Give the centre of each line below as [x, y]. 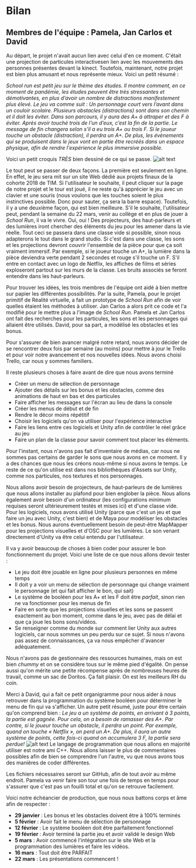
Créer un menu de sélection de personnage [67, 384]
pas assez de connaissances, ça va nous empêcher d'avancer [90, 640]
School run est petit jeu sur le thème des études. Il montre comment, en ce [96, 85]
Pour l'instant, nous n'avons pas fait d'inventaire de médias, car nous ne [93, 451]
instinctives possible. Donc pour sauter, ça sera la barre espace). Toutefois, [97, 201]
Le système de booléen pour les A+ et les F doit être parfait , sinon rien [100, 597]
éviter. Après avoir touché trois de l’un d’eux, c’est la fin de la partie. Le [92, 123]
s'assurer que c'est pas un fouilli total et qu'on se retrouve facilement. [90, 786]
